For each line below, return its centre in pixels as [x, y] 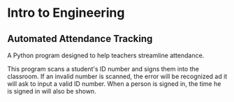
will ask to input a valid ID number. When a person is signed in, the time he [114, 84]
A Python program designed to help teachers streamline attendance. [106, 55]
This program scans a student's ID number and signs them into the [103, 69]
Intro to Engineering [66, 13]
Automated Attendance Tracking [80, 39]
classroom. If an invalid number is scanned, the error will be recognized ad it [117, 76]
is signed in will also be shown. [52, 91]
